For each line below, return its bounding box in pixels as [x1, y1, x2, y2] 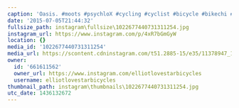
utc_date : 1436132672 [7, 90, 72, 97]
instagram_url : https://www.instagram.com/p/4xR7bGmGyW [7, 30, 176, 38]
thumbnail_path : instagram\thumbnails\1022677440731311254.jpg [7, 83, 199, 90]
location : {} [7, 37, 46, 44]
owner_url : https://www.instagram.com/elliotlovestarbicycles [14, 70, 202, 77]
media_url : [7, 50, 40, 58]
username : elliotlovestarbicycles [14, 76, 116, 84]
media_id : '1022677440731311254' [7, 43, 107, 50]
